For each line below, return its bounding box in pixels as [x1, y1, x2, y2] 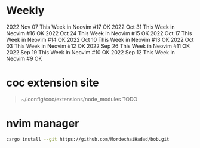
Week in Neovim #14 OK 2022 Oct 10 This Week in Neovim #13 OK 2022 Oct [6, 36, 194, 43]
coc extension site [6, 76, 100, 90]
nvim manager [6, 117, 79, 130]
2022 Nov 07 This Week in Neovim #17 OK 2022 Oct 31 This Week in [6, 23, 175, 30]
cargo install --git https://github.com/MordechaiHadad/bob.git [6, 136, 170, 142]
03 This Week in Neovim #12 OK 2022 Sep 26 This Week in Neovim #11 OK [6, 42, 190, 50]
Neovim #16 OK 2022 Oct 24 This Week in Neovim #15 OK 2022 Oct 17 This [6, 29, 192, 36]
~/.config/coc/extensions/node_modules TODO [20, 95, 138, 103]
